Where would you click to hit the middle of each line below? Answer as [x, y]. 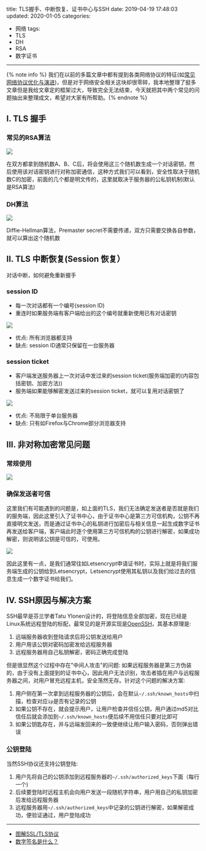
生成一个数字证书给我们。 [44, 579]
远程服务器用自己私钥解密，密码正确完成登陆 [72, 652]
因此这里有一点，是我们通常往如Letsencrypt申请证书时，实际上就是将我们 [99, 564]
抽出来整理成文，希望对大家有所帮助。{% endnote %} [79, 98]
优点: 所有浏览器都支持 [44, 338]
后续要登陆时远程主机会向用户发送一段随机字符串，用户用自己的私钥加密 [106, 792]
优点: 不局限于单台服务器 [46, 415]
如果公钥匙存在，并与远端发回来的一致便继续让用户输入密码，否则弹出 [104, 724]
